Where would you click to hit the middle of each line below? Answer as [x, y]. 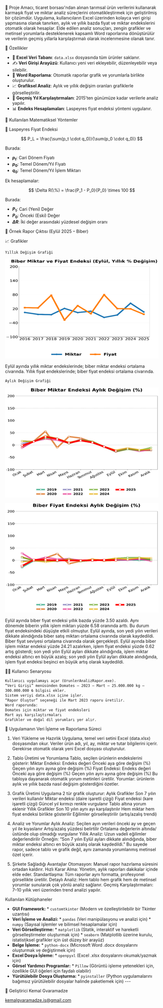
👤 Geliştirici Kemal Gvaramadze [36, 990]
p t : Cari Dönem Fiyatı [33, 158]
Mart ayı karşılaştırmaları [34, 715]
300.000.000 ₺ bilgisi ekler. [36, 690]
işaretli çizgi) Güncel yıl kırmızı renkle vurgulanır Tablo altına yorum [79, 803]
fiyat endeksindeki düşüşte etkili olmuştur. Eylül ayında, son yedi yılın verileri [81, 630]
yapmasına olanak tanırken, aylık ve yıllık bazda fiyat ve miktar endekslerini [80, 23]
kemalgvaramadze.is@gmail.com [38, 1000]
